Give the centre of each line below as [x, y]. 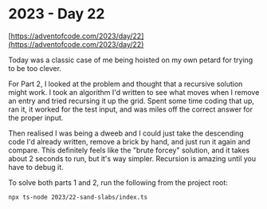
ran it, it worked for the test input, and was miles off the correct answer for [131, 109]
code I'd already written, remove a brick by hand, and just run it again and [130, 141]
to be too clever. [35, 68]
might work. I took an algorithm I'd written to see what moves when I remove [134, 92]
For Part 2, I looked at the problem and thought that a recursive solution [126, 84]
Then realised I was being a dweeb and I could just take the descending [126, 133]
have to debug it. [36, 167]
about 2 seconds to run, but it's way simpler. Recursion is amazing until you [132, 158]
